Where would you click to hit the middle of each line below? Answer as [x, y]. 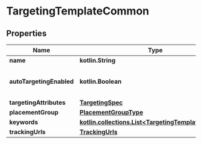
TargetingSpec [101, 102]
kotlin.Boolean [101, 81]
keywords [24, 122]
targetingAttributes [38, 102]
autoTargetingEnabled [41, 81]
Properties [26, 33]
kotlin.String [98, 60]
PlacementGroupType [111, 112]
